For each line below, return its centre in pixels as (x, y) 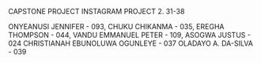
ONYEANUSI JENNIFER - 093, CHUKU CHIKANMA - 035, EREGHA (116, 26)
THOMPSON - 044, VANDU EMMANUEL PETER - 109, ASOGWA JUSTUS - (130, 35)
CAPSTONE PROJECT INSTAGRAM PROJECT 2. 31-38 (96, 11)
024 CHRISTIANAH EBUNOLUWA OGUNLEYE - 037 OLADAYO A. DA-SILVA (130, 43)
